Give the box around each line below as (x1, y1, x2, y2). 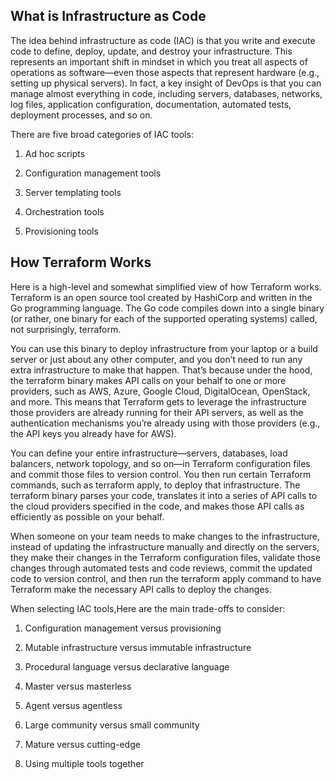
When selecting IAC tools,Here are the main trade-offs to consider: (10, 602, 286, 614)
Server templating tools (24, 186, 122, 198)
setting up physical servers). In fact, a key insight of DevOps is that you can (10, 77, 322, 89)
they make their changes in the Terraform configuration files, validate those (10, 551, 321, 563)
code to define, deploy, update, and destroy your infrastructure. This (10, 45, 293, 57)
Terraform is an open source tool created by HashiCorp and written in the (10, 291, 313, 303)
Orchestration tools (24, 205, 105, 218)
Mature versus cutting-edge (24, 738, 141, 750)
